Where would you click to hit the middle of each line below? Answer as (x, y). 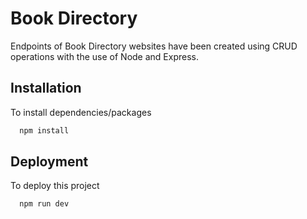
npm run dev (44, 204)
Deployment (49, 162)
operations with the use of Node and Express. (105, 56)
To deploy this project (55, 186)
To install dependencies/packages (81, 112)
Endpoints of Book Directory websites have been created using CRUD (154, 46)
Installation (46, 88)
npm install (44, 130)
